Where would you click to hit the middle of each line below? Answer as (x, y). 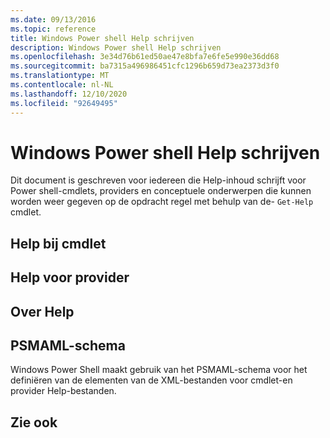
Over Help (42, 311)
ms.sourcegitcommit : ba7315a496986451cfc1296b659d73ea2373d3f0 (145, 66)
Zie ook (34, 422)
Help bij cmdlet (58, 243)
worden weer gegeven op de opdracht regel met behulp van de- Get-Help (162, 202)
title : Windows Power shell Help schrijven (102, 38)
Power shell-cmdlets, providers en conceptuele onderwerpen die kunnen (161, 191)
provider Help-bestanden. (63, 391)
